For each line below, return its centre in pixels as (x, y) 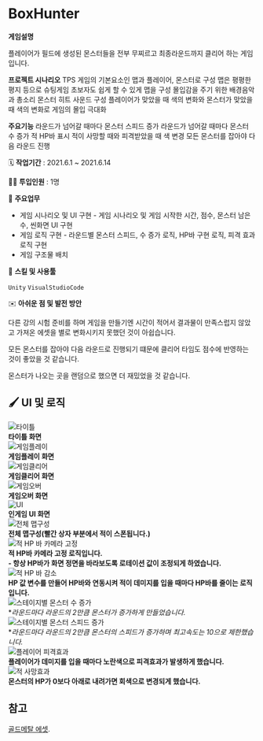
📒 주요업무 (24, 198)
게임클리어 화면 (31, 476)
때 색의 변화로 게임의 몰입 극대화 (58, 109)
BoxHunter (44, 14)
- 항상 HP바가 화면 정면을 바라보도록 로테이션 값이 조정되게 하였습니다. (115, 563)
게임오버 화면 (28, 495)
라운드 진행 (33, 146)
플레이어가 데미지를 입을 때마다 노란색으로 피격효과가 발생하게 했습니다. (117, 661)
